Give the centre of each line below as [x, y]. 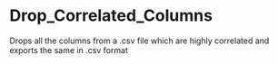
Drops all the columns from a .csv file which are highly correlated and [139, 41]
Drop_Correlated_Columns [111, 16]
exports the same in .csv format [69, 50]
